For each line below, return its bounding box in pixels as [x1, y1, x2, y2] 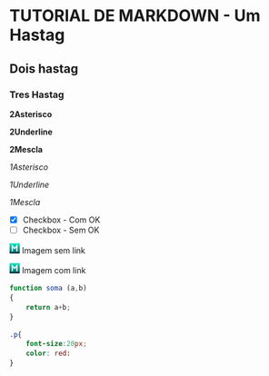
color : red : [25, 349, 71, 359]
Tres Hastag [9, 88, 65, 101]
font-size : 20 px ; [25, 340, 88, 349]
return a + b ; [25, 302, 71, 312]
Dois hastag [9, 61, 79, 76]
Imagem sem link [21, 245, 86, 255]
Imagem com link [21, 265, 86, 275]
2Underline [9, 126, 53, 137]
